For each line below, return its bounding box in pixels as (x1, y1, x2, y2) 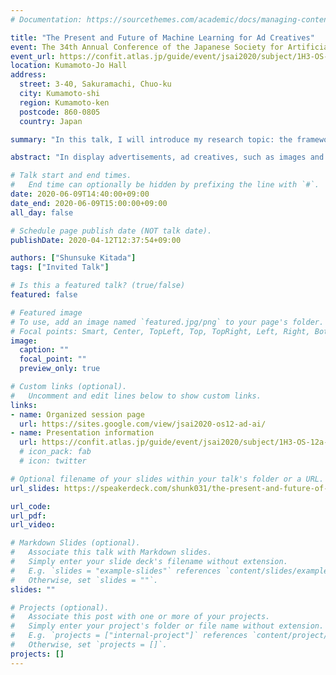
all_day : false (10, 207, 74, 218)
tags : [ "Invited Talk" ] (10, 262, 110, 273)
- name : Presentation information (10, 428, 155, 438)
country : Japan (19, 116, 83, 126)
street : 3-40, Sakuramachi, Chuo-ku (19, 79, 172, 90)
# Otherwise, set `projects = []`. (10, 640, 168, 650)
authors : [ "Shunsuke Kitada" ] (10, 253, 137, 263)
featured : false (10, 290, 78, 300)
